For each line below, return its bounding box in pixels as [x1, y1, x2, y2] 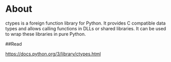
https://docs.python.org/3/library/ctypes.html [5, 51, 101, 57]
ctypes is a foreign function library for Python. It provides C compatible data [5, 20, 166, 26]
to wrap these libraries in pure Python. [5, 31, 86, 37]
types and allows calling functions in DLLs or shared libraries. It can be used [5, 25, 166, 31]
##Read [5, 40, 22, 47]
